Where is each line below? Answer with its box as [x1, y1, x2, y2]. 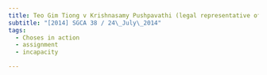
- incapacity [15, 48, 59, 56]
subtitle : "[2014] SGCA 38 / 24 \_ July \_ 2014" [8, 19, 161, 27]
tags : [8, 26, 26, 34]
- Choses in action [15, 33, 80, 42]
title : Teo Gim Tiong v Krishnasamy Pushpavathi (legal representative [8, 11, 250, 20]
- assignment [15, 41, 59, 49]
